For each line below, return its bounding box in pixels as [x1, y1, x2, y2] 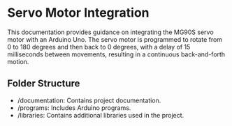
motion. [7, 57, 29, 65]
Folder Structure [7, 78, 80, 90]
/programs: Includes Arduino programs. [17, 103, 131, 112]
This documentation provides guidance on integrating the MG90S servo [7, 28, 215, 36]
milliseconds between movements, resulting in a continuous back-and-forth [7, 50, 226, 58]
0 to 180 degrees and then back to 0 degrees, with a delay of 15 [7, 42, 191, 51]
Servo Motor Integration [7, 5, 150, 21]
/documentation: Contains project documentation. [17, 96, 161, 104]
